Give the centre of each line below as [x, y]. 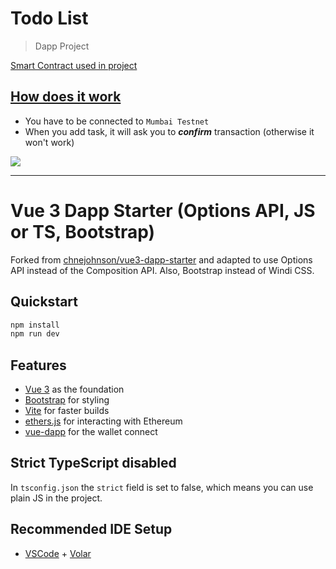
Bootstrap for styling [67, 400]
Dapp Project [62, 46]
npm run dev [35, 334]
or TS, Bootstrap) [83, 231]
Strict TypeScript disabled [93, 463]
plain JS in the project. [56, 498]
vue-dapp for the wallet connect [91, 432]
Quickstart [44, 302]
